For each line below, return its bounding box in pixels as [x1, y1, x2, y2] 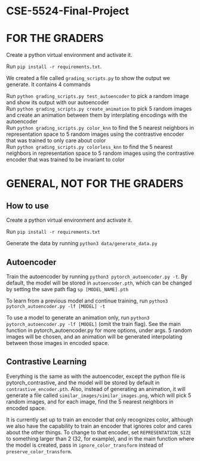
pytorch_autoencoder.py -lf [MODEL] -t [6, 303, 106, 309]
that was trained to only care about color [6, 137, 106, 144]
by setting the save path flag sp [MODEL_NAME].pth [6, 285, 129, 292]
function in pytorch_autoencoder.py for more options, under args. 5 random [6, 326, 192, 334]
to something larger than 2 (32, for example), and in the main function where [6, 435, 195, 442]
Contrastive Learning [6, 357, 87, 367]
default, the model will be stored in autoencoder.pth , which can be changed [6, 279, 192, 286]
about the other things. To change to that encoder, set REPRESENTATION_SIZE [6, 429, 192, 436]
